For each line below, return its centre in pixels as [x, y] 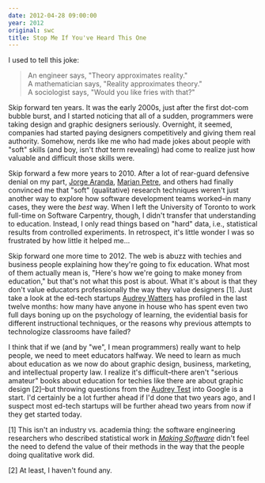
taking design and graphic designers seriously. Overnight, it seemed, [121, 124]
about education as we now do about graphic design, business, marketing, [130, 364]
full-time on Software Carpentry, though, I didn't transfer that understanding [132, 215]
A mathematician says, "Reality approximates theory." [115, 84]
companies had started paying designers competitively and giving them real [132, 133]
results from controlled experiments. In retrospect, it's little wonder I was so [131, 232]
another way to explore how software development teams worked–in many [130, 199]
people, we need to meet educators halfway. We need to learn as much [125, 356]
